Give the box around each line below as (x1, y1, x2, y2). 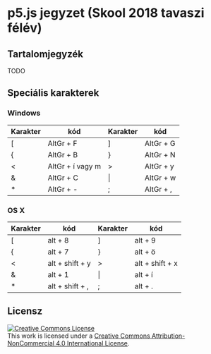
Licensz (7, 305, 43, 317)
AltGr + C (47, 173, 79, 183)
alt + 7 (47, 247, 69, 257)
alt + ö (134, 247, 156, 257)
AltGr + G (144, 138, 176, 148)
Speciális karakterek (7, 87, 100, 99)
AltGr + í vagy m (47, 161, 101, 171)
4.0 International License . (56, 338, 130, 347)
